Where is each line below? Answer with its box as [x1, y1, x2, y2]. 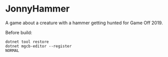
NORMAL [5, 48, 19, 53]
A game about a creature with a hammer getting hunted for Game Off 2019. [5, 20, 163, 26]
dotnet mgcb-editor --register [5, 43, 72, 48]
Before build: [5, 29, 32, 35]
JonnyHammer [5, 3, 70, 15]
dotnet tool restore [5, 39, 50, 44]
